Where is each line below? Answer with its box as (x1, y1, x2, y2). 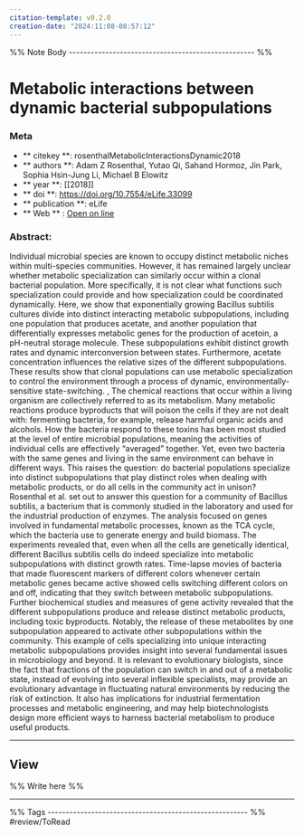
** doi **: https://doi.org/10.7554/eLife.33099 (22, 188, 193, 199)
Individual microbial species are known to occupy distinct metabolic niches (9, 251, 290, 262)
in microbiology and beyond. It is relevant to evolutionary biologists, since (9, 655, 283, 666)
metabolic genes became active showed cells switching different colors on (9, 578, 288, 589)
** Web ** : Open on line (22, 207, 115, 218)
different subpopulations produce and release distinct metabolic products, (9, 607, 287, 618)
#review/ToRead (9, 816, 71, 828)
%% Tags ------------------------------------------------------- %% (9, 807, 266, 818)
